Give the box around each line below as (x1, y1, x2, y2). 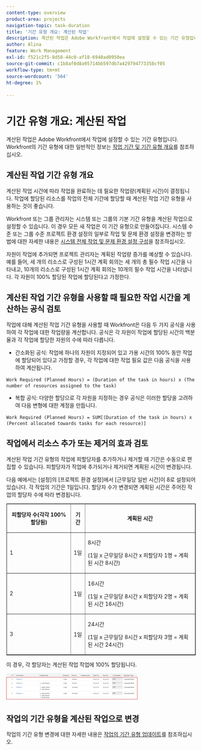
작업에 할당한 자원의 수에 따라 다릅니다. (23, 336, 115, 343)
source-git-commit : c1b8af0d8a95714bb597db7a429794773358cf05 (6, 60, 165, 66)
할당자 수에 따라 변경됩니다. (17, 491, 82, 498)
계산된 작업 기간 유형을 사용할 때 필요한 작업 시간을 (6, 292, 182, 303)
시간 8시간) (94, 559, 121, 567)
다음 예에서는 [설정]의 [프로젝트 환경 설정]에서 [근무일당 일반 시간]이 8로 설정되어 (6, 476, 196, 483)
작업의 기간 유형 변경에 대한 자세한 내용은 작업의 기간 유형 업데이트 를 (6, 731, 167, 738)
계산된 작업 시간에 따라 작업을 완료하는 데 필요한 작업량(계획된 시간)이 (6, 187, 170, 194)
